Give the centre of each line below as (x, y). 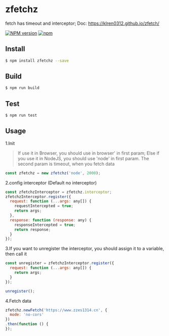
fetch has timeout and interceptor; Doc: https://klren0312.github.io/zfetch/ (82, 23)
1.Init (10, 143)
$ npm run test (21, 115)
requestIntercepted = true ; (44, 206)
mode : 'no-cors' (27, 315)
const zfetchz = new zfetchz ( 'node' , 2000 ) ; (53, 173)
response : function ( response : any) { (51, 220)
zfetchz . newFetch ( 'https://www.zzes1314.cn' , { (56, 310)
